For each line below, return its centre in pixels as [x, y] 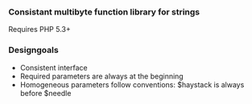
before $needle [45, 93]
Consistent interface [54, 67]
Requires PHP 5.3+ [39, 30]
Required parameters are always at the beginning [101, 76]
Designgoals [33, 50]
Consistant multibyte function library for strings [104, 12]
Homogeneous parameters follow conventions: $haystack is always [132, 84]
